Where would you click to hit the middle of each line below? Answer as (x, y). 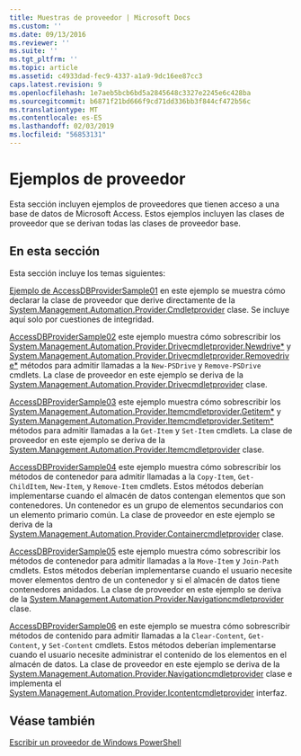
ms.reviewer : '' (40, 43)
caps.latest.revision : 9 (56, 84)
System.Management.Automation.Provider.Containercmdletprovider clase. (147, 534)
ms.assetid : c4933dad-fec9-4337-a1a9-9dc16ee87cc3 (106, 76)
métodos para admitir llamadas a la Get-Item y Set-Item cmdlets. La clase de (151, 430)
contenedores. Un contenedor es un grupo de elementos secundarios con (146, 505)
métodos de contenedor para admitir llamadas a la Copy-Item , (123, 476)
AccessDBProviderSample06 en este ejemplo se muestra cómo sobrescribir (150, 626)
